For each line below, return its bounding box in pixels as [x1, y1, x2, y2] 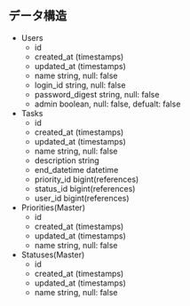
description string [34, 154, 99, 166]
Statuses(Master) [20, 249, 85, 260]
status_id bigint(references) [34, 183, 136, 193]
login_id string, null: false [34, 79, 126, 90]
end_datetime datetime [34, 164, 119, 175]
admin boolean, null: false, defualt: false [34, 98, 181, 109]
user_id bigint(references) [34, 192, 130, 203]
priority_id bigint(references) [34, 174, 139, 184]
